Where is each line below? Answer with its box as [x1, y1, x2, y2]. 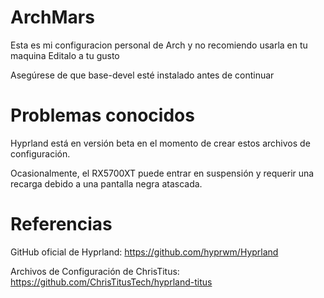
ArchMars [10, 6, 95, 29]
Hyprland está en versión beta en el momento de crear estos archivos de [10, 137, 311, 149]
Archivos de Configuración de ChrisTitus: [10, 265, 180, 277]
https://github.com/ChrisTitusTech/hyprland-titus [10, 276, 213, 288]
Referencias [10, 213, 113, 236]
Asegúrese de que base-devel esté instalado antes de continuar [10, 69, 275, 81]
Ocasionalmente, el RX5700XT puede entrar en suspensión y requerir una [10, 167, 315, 179]
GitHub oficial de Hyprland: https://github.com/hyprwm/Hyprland [10, 246, 279, 258]
